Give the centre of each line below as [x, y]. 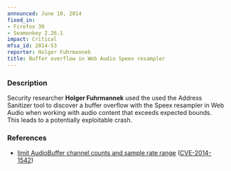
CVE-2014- [196, 153]
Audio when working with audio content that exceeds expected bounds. [110, 113]
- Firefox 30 [26, 26]
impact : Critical [32, 39]
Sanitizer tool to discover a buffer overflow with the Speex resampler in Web [116, 105]
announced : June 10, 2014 [44, 13]
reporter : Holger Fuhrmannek [49, 53]
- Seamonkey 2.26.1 [35, 33]
